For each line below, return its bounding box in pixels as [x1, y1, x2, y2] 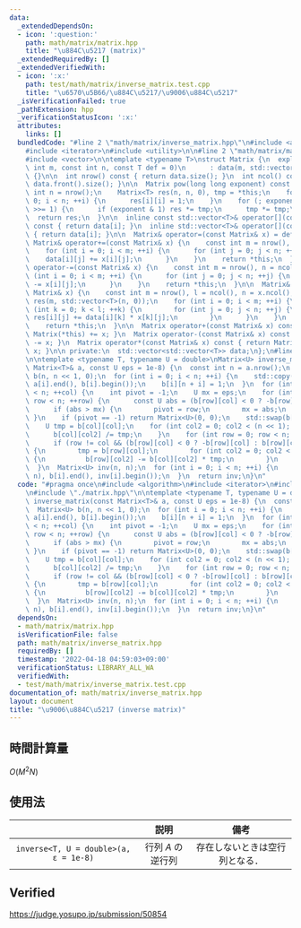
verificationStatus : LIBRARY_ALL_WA [17, 663, 154, 672]
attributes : [17, 122, 63, 131]
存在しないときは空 [195, 840, 278, 853]
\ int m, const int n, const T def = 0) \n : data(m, [25, 163, 246, 172]
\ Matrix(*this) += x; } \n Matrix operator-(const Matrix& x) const [25, 330, 291, 339]
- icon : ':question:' [17, 30, 99, 39]
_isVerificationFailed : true [17, 96, 126, 106]
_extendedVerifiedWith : [17, 64, 106, 73]
